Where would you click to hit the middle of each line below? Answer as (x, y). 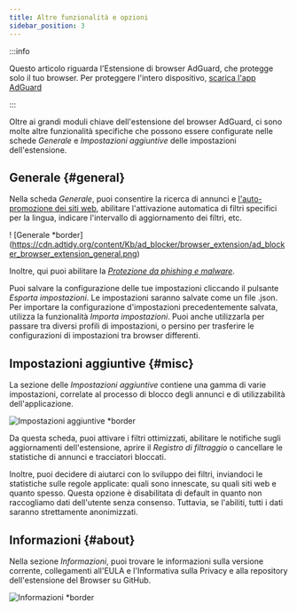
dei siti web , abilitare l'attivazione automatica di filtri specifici (166, 209)
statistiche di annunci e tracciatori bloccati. (88, 457)
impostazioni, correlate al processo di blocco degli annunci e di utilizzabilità (147, 394)
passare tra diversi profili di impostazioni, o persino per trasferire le (132, 326)
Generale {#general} (67, 177)
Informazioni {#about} (72, 540)
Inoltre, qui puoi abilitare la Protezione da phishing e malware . (122, 271)
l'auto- (250, 199)
